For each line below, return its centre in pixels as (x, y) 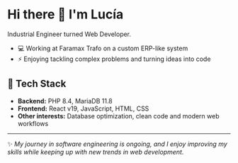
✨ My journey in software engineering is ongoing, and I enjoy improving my (118, 144)
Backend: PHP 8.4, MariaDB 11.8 (65, 101)
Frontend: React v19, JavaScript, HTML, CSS (83, 108)
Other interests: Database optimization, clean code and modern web (118, 116)
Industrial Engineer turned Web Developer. (69, 34)
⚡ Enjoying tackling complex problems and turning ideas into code (114, 59)
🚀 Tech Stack (37, 84)
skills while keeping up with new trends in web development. (96, 152)
